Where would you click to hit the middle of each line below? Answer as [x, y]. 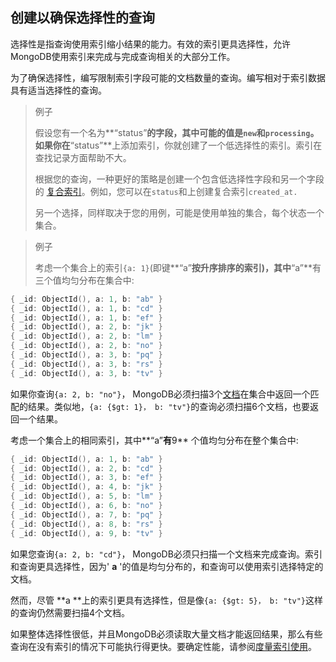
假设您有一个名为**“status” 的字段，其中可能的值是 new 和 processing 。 [177, 132]
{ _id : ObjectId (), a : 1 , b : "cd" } [86, 308]
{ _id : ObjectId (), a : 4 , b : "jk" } [86, 487]
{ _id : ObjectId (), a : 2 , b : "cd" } [86, 468]
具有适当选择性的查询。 [58, 90]
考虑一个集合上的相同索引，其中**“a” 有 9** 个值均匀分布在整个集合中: [154, 440]
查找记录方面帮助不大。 [83, 157]
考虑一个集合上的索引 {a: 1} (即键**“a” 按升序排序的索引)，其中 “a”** [173, 267]
